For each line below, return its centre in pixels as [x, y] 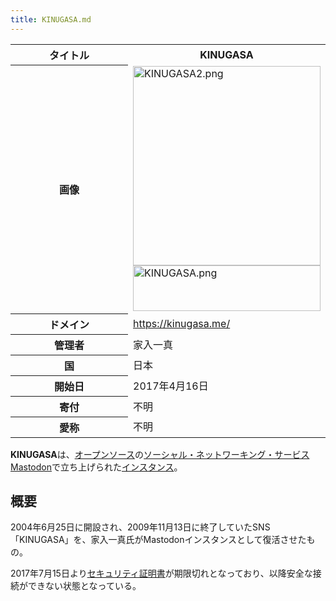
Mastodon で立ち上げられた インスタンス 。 [96, 467]
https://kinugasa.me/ [182, 323]
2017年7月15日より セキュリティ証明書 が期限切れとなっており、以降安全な [161, 573]
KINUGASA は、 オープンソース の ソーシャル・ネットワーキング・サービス [160, 454]
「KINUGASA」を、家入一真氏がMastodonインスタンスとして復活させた [158, 540]
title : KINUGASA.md [51, 19]
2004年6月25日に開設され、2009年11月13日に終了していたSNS [140, 527]
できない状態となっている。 [84, 586]
